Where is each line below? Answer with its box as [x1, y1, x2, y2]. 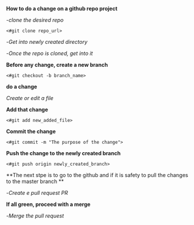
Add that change [6, 106, 49, 113]
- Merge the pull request [6, 213, 64, 219]
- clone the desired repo [6, 17, 64, 23]
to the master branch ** [6, 178, 64, 185]
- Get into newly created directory [6, 38, 88, 45]
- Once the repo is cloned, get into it [6, 50, 93, 57]
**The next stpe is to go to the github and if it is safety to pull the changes [6, 172, 189, 178]
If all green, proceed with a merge [6, 201, 91, 208]
